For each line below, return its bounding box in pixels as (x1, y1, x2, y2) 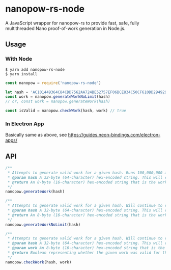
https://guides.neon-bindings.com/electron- (68, 132, 161, 138)
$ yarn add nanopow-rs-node (5, 67, 65, 72)
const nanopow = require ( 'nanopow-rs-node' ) (5, 80, 101, 86)
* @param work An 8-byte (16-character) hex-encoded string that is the (7, 246, 165, 251)
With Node (5, 56, 33, 63)
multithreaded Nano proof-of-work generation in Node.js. (5, 25, 126, 31)
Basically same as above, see (5, 132, 67, 138)
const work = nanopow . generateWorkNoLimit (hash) (5, 94, 110, 99)
